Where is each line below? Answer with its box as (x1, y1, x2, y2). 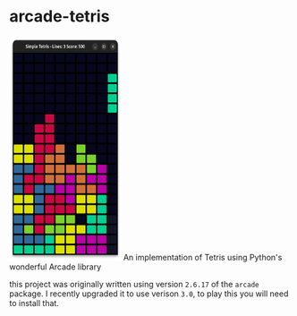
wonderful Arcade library (9, 261, 102, 272)
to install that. (9, 297, 60, 308)
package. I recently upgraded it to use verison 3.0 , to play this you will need (9, 288, 289, 299)
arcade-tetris (9, 6, 110, 27)
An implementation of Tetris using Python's (123, 252, 283, 262)
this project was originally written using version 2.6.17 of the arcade (9, 278, 259, 289)
